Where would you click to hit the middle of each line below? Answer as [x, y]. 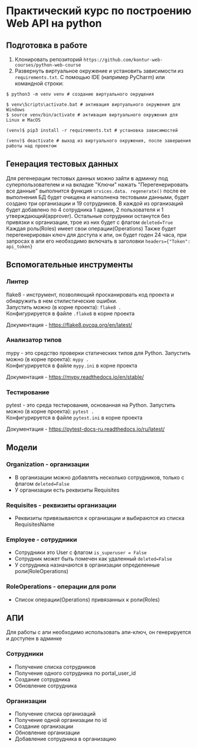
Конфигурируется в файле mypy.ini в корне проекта [72, 365]
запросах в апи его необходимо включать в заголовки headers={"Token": [98, 241]
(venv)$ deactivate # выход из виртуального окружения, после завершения [99, 141]
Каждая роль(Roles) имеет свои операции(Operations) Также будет [91, 228]
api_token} [19, 246]
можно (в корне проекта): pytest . [50, 411]
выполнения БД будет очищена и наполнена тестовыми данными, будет [98, 197]
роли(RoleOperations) [42, 571]
